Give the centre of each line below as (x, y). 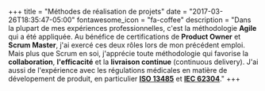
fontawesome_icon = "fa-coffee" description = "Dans (164, 20)
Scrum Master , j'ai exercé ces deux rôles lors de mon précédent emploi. (127, 45)
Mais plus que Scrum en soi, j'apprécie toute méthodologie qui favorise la (128, 53)
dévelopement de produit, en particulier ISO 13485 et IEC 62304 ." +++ (124, 79)
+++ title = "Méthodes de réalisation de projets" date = (98, 11)
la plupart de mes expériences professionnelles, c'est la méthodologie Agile (132, 28)
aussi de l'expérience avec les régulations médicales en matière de (118, 70)
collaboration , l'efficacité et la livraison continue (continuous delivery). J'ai (133, 62)
